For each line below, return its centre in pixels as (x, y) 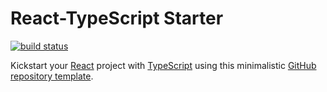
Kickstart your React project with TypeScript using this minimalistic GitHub (163, 65)
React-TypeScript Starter (117, 18)
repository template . (52, 76)
